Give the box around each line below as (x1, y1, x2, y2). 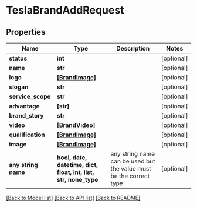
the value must (110, 165, 151, 172)
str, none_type (56, 176, 98, 183)
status (9, 54, 28, 62)
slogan (9, 83, 29, 91)
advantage (9, 102, 40, 110)
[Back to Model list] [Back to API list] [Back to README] (6, 195, 141, 201)
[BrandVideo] (56, 121, 96, 129)
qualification (9, 131, 45, 139)
